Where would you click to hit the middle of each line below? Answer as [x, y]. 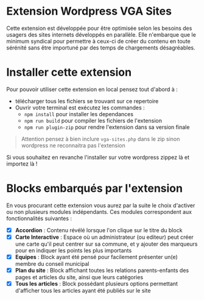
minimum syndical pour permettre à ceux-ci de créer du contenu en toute [98, 41]
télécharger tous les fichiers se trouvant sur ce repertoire [87, 101]
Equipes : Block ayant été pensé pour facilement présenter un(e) [96, 257]
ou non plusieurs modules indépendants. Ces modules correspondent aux [99, 211]
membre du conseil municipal [52, 264]
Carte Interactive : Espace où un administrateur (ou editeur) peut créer [104, 237]
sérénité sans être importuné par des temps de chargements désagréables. [101, 48]
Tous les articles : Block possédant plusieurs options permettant [97, 284]
